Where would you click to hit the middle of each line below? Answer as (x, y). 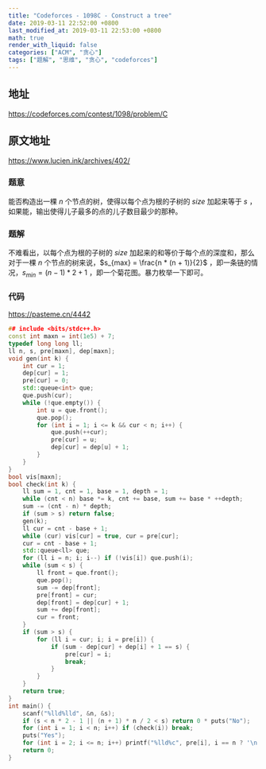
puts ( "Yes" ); (44, 736)
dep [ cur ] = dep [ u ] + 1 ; (90, 447)
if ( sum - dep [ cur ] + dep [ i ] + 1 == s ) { (120, 647)
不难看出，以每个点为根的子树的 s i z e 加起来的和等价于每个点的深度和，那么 (132, 253)
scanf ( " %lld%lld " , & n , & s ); (69, 713)
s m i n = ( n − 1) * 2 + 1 (55, 274)
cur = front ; (58, 617)
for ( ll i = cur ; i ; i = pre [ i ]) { (96, 639)
